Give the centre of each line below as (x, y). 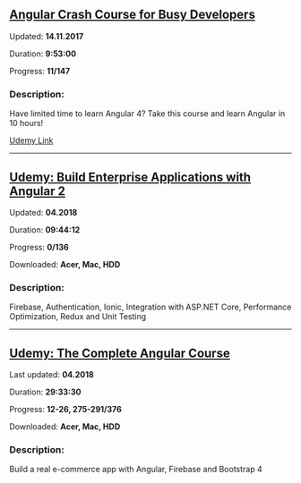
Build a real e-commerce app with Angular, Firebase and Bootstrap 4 (136, 470)
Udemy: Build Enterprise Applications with (130, 177)
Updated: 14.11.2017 (47, 36)
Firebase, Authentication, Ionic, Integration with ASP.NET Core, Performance (150, 307)
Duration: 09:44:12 (45, 229)
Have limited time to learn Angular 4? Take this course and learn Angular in (147, 114)
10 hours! (26, 123)
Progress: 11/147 (40, 71)
